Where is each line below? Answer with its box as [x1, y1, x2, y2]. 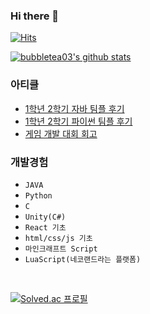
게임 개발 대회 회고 [24, 127, 98, 139]
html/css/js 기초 [24, 233, 93, 243]
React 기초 [24, 222, 67, 233]
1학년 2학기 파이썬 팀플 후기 [24, 115, 133, 127]
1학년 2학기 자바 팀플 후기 [24, 102, 125, 114]
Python [24, 190, 53, 201]
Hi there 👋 [10, 9, 60, 23]
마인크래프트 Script [24, 244, 98, 254]
